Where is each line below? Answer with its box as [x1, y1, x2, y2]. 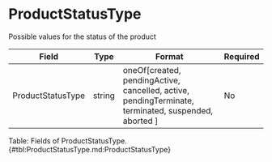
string [92, 90, 116, 101]
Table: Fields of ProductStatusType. [8, 135, 127, 146]
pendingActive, [122, 75, 181, 86]
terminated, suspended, [122, 104, 214, 116]
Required [223, 50, 260, 62]
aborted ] [122, 115, 159, 126]
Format [155, 50, 184, 62]
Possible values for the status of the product [8, 32, 156, 41]
